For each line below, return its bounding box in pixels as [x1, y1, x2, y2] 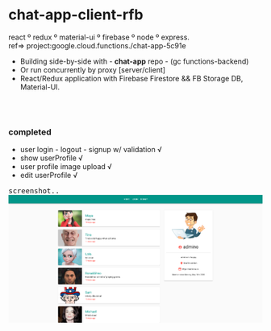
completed [8, 126, 52, 138]
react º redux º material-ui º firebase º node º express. [8, 32, 190, 42]
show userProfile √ [19, 153, 83, 163]
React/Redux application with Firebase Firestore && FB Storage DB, [19, 73, 244, 83]
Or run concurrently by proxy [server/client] [19, 64, 166, 74]
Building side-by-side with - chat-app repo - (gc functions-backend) [19, 56, 249, 66]
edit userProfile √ [19, 171, 78, 180]
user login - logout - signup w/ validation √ [19, 145, 163, 155]
